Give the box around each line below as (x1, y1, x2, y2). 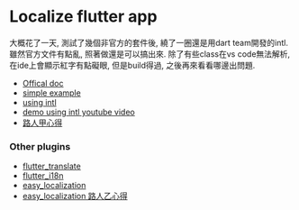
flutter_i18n (22, 170, 64, 181)
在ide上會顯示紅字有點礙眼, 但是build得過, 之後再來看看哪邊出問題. (9, 59, 256, 70)
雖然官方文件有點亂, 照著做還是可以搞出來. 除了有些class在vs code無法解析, (9, 48, 291, 59)
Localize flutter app (9, 6, 158, 27)
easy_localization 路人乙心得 (22, 191, 128, 202)
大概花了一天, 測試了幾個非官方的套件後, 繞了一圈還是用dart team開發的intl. (9, 37, 288, 48)
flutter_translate (22, 160, 81, 172)
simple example (22, 87, 81, 98)
